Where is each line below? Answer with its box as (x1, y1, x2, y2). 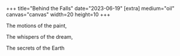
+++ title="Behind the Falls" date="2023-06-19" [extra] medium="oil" (6, 5, 175, 12)
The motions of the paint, (6, 23, 67, 29)
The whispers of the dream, (6, 33, 73, 40)
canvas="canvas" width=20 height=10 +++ (6, 11, 111, 18)
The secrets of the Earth (6, 44, 65, 51)
